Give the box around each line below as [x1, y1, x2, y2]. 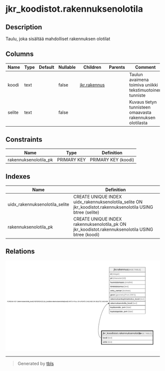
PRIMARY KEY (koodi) [90, 156, 134, 162]
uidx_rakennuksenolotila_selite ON [73, 199, 142, 205]
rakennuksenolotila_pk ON [73, 221, 126, 227]
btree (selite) [73, 209, 99, 215]
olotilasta [129, 120, 148, 126]
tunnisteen [129, 104, 151, 110]
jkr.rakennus [79, 82, 105, 87]
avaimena [129, 77, 149, 83]
